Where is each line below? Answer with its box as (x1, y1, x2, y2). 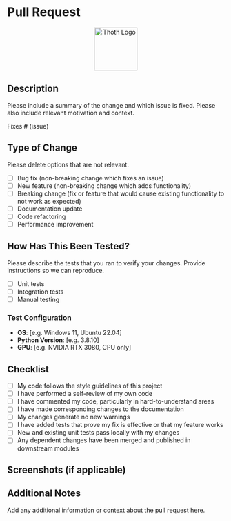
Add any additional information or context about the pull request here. (7, 506, 205, 514)
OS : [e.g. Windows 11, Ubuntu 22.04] (17, 329, 122, 337)
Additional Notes (7, 488, 81, 500)
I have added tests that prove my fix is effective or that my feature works (17, 421, 224, 429)
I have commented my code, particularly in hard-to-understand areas (17, 397, 214, 406)
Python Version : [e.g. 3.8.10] (17, 336, 100, 344)
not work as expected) (17, 197, 81, 205)
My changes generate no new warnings (17, 413, 130, 421)
